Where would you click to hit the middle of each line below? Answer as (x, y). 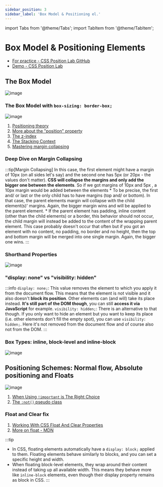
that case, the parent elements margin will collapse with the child (70, 200)
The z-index (24, 136)
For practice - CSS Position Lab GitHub (51, 61)
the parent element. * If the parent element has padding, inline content (75, 211)
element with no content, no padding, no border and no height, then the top (81, 231)
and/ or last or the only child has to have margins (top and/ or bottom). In (78, 195)
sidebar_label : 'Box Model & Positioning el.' (53, 14)
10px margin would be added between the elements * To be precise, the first (81, 190)
